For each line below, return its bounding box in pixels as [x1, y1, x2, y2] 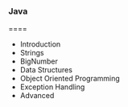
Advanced [19, 91, 55, 101]
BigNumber [19, 56, 59, 66]
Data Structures [19, 65, 72, 75]
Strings [19, 48, 44, 58]
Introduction [19, 39, 61, 49]
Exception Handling [19, 82, 85, 92]
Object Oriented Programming [19, 74, 121, 84]
